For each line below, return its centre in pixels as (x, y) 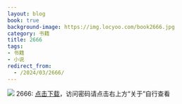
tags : (15, 46)
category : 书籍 (29, 33)
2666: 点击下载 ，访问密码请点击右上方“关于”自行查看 (93, 93)
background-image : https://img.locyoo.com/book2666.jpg (91, 27)
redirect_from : (30, 66)
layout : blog (26, 14)
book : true (23, 20)
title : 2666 (25, 40)
